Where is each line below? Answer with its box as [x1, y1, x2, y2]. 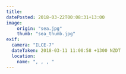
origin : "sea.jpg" [17, 25, 62, 32]
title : [6, 8, 23, 15]
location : [11, 53, 36, 59]
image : [6, 20, 23, 26]
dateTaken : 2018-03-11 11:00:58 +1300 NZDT [11, 48, 121, 54]
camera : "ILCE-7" [11, 42, 55, 48]
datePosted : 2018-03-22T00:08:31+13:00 [6, 14, 105, 20]
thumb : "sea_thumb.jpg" [17, 31, 76, 37]
